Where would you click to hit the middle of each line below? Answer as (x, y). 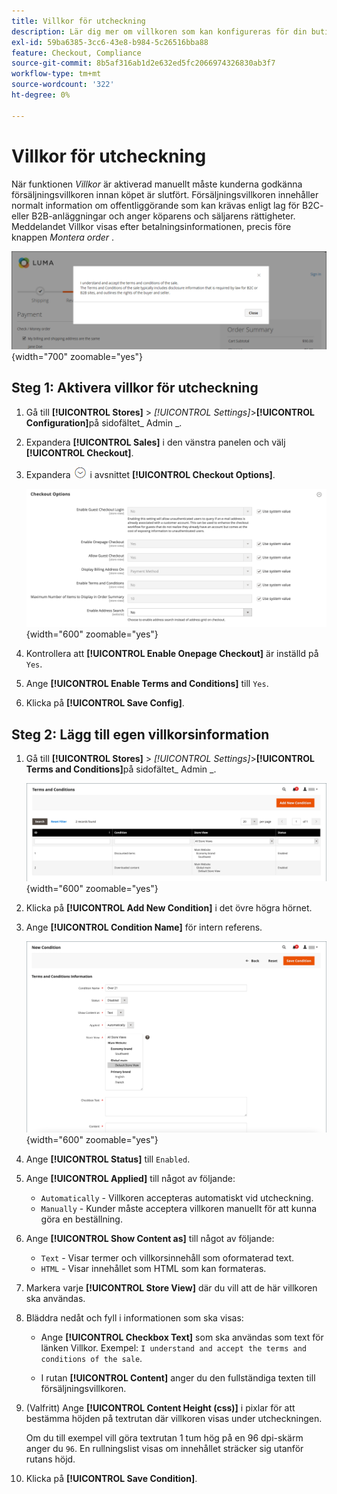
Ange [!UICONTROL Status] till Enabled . (108, 1159)
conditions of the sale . (91, 1358)
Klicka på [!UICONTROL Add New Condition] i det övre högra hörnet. (169, 907)
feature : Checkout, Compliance (76, 53)
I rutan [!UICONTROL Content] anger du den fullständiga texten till (178, 1377)
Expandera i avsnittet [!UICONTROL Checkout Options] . (150, 474)
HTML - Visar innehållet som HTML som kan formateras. (153, 1268)
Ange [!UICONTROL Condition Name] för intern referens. (144, 927)
